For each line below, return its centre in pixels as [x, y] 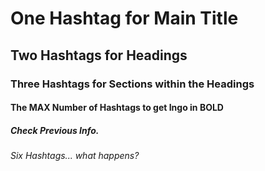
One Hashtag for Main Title [124, 18]
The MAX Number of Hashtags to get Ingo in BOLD [117, 108]
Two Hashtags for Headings [99, 55]
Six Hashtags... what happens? [75, 156]
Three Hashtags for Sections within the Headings [132, 84]
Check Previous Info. [55, 130]
